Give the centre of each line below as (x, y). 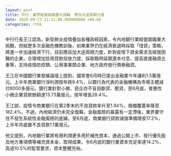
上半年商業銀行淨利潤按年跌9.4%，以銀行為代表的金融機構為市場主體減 (89, 82)
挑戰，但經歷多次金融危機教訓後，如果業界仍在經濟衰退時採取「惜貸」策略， (85, 46)
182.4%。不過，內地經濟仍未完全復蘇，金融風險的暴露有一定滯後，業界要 (82, 112)
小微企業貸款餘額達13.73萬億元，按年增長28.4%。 (58, 95)
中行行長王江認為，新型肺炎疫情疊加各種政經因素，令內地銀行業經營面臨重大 (85, 39)
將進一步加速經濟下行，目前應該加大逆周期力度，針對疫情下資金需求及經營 (83, 52)
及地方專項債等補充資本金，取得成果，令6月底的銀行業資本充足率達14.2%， (84, 142)
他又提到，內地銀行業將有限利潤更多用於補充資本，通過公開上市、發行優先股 (85, 136)
